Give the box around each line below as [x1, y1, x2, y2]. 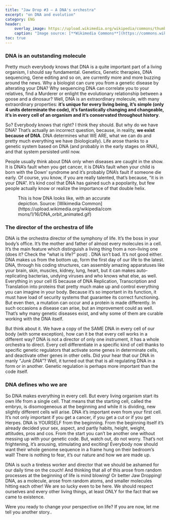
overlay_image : [14, 26, 47, 31]
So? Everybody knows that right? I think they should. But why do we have [5, 122, 158, 128]
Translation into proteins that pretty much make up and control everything [5, 283, 159, 290]
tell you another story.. [5, 509, 52, 515]
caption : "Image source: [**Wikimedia [14, 31, 96, 36]
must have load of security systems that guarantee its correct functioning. [5, 294, 160, 301]
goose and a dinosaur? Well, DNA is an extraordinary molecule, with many [5, 96, 159, 102]
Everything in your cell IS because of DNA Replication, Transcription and [5, 278, 156, 285]
